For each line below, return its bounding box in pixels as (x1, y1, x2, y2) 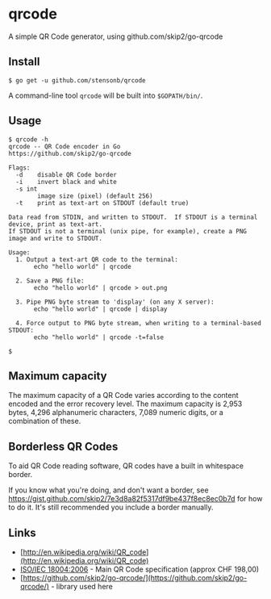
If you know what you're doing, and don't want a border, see (8, 485, 209, 495)
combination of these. (8, 417, 81, 426)
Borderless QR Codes (8, 439, 119, 453)
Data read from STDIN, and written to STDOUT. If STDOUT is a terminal (8, 213, 258, 221)
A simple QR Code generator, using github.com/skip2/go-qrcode (8, 31, 223, 41)
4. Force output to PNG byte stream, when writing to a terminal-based (15, 319, 262, 327)
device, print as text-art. (8, 220, 103, 228)
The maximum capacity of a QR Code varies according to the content (8, 391, 240, 400)
